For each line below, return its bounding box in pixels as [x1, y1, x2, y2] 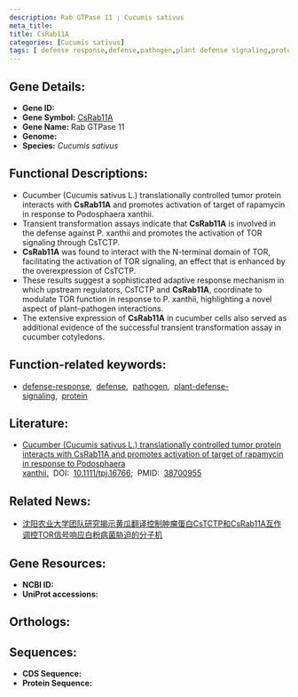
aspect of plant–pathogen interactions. [21, 303, 164, 314]
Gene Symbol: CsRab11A [21, 112, 114, 123]
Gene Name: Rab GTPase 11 [21, 121, 125, 132]
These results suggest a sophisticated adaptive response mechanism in [21, 275, 285, 285]
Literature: [9, 415, 69, 431]
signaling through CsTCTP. [21, 236, 121, 247]
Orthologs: [9, 614, 71, 629]
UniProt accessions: [21, 589, 99, 599]
